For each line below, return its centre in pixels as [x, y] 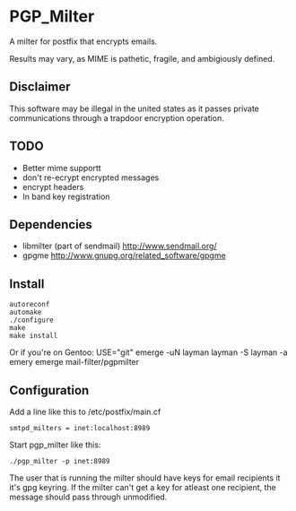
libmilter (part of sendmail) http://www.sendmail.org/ [119, 246]
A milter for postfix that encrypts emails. [83, 41]
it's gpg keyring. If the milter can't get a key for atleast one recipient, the [143, 487]
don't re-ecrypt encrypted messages [91, 178]
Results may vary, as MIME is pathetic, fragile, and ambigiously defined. [142, 58]
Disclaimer [40, 87]
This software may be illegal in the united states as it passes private [135, 108]
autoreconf [30, 305]
